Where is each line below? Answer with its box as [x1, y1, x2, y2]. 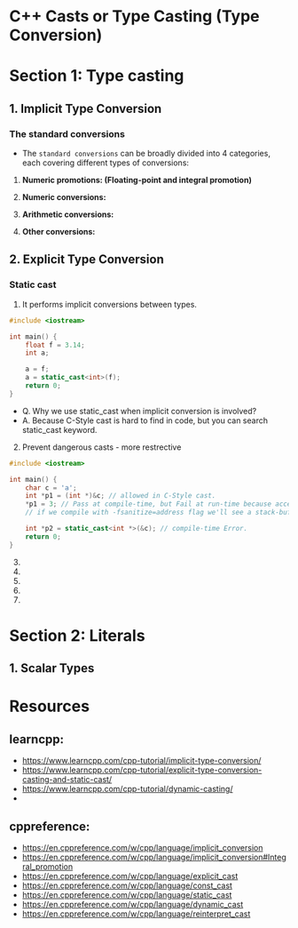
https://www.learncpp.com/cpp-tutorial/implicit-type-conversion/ [21, 756, 262, 766]
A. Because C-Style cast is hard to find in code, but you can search [21, 415, 269, 426]
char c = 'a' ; [25, 483, 77, 492]
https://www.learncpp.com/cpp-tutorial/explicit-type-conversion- [21, 764, 263, 775]
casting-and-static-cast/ [21, 774, 113, 785]
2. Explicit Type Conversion [9, 252, 164, 268]
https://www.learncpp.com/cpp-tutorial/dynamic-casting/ [21, 784, 233, 795]
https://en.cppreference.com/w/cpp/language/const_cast [21, 880, 233, 891]
